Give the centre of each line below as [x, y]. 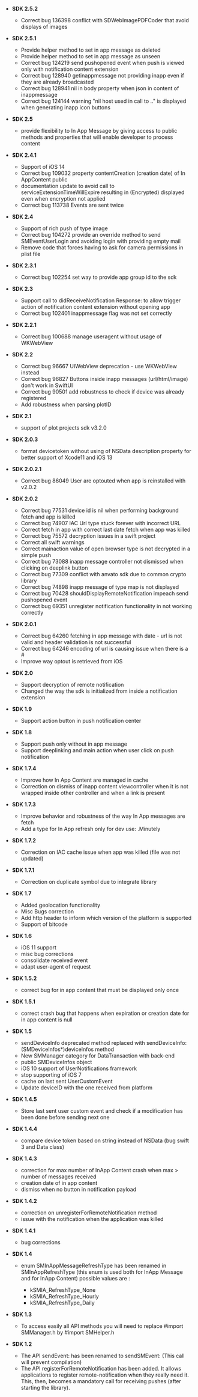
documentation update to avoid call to [68, 186]
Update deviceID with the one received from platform [87, 1088]
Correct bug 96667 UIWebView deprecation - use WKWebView [99, 366]
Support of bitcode [44, 924]
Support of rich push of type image [64, 228]
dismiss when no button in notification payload [79, 1189]
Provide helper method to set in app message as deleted [91, 50]
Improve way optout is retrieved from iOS [72, 661]
